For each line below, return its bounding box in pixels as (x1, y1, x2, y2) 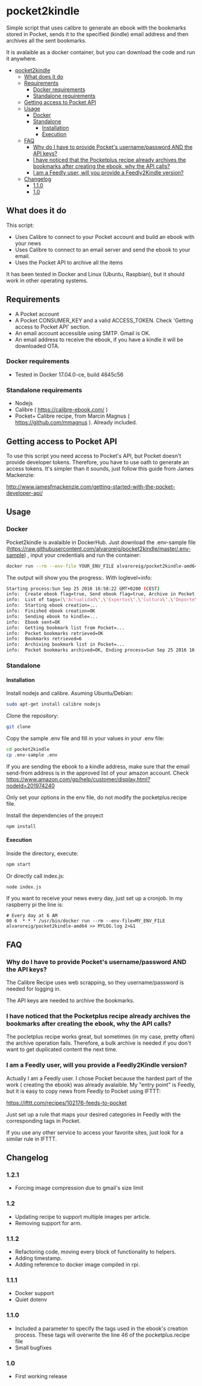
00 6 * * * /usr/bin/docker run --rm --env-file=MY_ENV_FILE (6, 918, 165, 924)
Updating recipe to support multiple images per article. (14, 1213, 151, 1220)
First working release (14, 1372, 67, 1379)
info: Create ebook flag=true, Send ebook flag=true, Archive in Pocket (6, 591, 195, 597)
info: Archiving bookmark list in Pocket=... (6, 642, 125, 648)
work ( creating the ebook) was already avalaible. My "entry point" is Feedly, (6, 1081, 196, 1088)
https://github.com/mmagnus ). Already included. (14, 419, 138, 426)
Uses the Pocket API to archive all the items (14, 259, 123, 266)
